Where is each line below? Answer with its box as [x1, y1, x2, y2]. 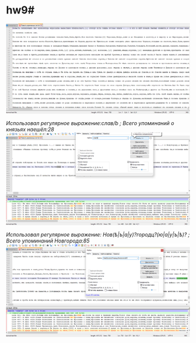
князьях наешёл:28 [6, 126, 54, 133]
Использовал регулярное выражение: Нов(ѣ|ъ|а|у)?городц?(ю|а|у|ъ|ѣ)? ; [6, 231, 190, 238]
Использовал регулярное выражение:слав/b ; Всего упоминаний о [6, 119, 174, 126]
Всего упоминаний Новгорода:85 [6, 237, 90, 244]
